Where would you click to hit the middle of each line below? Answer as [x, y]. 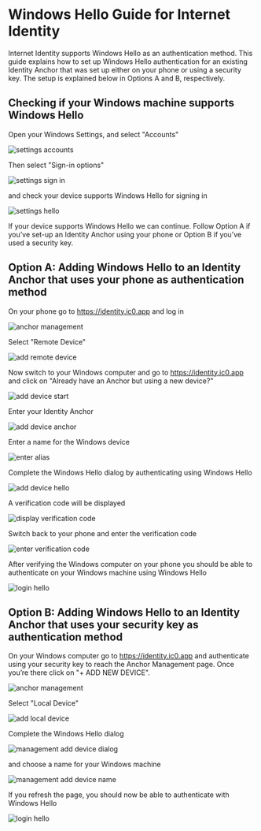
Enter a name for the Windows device [69, 442]
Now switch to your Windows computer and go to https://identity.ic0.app [126, 372]
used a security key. [40, 243]
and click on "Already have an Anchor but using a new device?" [111, 381]
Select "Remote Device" [47, 341]
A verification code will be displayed [67, 503]
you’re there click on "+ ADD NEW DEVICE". [79, 673]
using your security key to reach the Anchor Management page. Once [121, 665]
